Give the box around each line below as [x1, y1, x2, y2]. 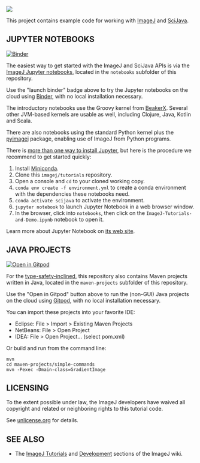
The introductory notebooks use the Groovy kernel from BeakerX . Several [6, 104, 188, 111]
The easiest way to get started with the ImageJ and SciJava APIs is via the [6, 62, 190, 69]
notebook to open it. [53, 216, 104, 223]
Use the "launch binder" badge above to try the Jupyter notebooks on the [6, 86, 189, 93]
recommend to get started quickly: [6, 153, 92, 160]
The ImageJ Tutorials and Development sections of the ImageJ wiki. [14, 450, 183, 458]
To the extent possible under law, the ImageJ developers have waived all [6, 399, 186, 406]
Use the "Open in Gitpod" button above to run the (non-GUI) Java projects [6, 290, 190, 297]
